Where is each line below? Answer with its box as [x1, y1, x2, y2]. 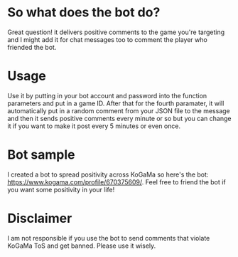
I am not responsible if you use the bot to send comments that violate [7, 234, 210, 242]
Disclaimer [7, 211, 72, 226]
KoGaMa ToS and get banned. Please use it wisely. [7, 241, 156, 250]
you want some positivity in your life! [7, 185, 115, 194]
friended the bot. [7, 43, 57, 51]
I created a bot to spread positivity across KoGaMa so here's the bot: [7, 170, 209, 179]
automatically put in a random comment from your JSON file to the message [7, 106, 230, 115]
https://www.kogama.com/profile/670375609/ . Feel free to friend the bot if [7, 177, 226, 186]
